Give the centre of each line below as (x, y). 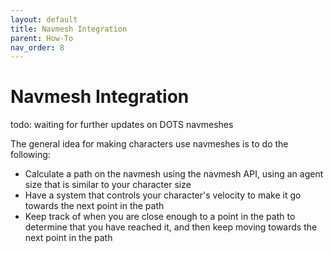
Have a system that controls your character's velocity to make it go (163, 195)
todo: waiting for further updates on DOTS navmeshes (122, 125)
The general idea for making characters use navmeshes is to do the (149, 144)
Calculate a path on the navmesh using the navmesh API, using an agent (174, 174)
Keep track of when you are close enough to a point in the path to (160, 217)
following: (30, 155)
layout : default (44, 19)
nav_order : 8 (37, 47)
